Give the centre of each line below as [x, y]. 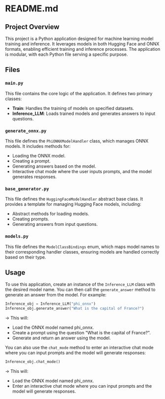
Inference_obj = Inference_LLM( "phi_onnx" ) [50, 304]
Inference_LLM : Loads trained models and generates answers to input [84, 113]
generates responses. [34, 177]
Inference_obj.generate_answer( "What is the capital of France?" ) [75, 309]
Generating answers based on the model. [54, 166]
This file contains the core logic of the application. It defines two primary [79, 93]
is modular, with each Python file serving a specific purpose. [66, 54]
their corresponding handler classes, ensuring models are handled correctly [82, 252]
